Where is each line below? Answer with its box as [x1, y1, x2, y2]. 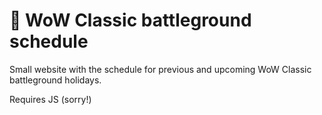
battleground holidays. [9, 74, 102, 86]
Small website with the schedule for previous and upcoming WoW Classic [9, 63, 312, 75]
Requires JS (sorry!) [9, 93, 92, 105]
